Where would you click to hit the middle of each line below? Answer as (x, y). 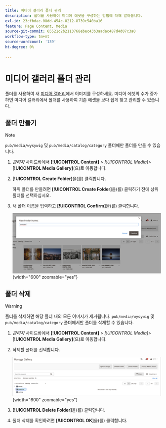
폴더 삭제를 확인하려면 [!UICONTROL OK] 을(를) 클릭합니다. (70, 420)
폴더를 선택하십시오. (31, 195)
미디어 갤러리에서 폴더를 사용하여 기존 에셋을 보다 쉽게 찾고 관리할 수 (80, 99)
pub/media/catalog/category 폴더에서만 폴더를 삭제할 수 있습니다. (69, 323)
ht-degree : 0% (20, 47)
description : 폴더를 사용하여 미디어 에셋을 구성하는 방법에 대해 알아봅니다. (74, 16)
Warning (14, 306)
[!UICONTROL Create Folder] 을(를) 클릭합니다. (59, 179)
